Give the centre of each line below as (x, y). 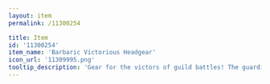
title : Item (28, 38)
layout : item (30, 16)
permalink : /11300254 (45, 23)
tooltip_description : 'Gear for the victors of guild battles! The (124, 68)
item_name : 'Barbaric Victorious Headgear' (82, 53)
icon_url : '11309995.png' (51, 60)
